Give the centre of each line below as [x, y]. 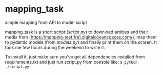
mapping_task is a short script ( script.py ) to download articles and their [77, 32]
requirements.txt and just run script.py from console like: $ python [71, 62]
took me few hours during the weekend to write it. [55, 47]
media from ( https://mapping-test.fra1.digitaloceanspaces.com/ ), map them [81, 37]
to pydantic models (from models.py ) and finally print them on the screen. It [81, 42]
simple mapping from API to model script [46, 22]
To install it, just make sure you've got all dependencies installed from [75, 56]
